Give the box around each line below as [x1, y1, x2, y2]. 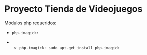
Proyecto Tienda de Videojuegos [4, 3, 143, 15]
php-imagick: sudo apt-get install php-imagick [19, 45, 120, 50]
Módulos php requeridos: [4, 20, 57, 26]
